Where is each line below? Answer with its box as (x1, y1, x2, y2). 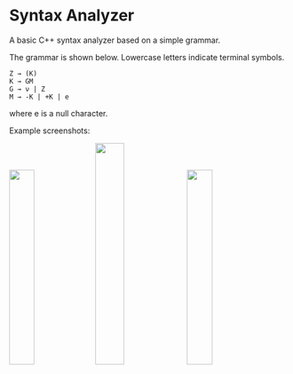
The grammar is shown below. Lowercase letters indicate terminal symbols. (9, 52, 285, 62)
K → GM (9, 76, 34, 85)
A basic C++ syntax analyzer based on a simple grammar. (9, 35, 221, 45)
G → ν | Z (9, 84, 46, 93)
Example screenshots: (9, 125, 91, 136)
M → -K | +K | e (9, 92, 69, 101)
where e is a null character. (9, 107, 108, 118)
